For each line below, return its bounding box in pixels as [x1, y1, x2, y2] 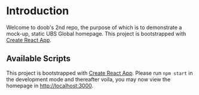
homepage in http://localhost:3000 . [6, 82, 94, 89]
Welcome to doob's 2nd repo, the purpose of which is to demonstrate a [6, 24, 182, 31]
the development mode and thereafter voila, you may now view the [6, 75, 171, 83]
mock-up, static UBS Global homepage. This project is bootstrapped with [6, 30, 186, 37]
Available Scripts [6, 53, 71, 64]
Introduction [6, 4, 69, 18]
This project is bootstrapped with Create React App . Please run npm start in [6, 69, 193, 77]
